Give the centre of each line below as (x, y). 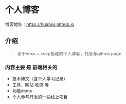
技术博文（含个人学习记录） (40, 79)
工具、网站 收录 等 (30, 85)
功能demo (22, 91)
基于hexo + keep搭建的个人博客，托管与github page (69, 53)
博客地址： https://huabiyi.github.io (40, 24)
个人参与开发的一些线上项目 (40, 97)
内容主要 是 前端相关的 (31, 67)
